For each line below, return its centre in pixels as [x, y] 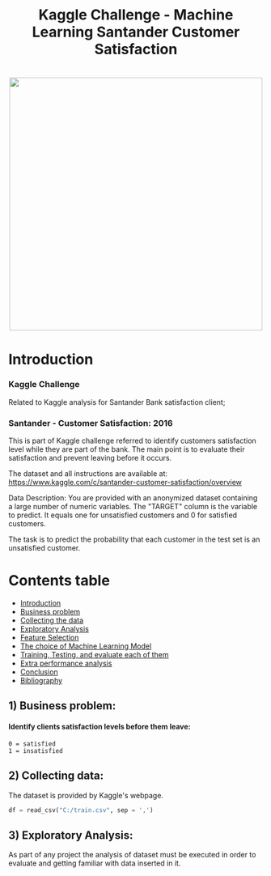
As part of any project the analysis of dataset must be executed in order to [132, 855]
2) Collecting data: [56, 776]
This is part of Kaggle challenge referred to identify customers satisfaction [132, 441]
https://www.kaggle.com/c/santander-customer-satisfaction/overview [125, 483]
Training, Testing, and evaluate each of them [94, 655]
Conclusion [39, 672]
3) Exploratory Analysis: [71, 835]
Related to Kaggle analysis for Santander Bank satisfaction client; [117, 402]
